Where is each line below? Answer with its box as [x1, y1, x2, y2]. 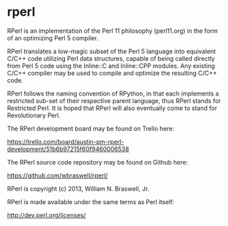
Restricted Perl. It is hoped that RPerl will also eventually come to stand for [7, 104, 218, 112]
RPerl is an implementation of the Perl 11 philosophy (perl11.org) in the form [7, 27, 218, 35]
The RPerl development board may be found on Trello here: [7, 124, 175, 132]
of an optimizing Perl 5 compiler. [7, 33, 99, 42]
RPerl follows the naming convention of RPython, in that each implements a [7, 89, 219, 98]
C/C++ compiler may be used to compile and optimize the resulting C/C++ [7, 69, 218, 77]
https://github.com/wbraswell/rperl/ [7, 171, 108, 180]
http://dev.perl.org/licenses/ [7, 211, 86, 219]
